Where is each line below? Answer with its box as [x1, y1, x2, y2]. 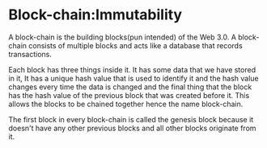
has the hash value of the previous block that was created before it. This [8, 90, 250, 100]
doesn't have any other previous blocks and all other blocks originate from [8, 123, 256, 133]
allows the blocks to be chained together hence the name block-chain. [8, 99, 244, 109]
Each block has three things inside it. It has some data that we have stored [8, 64, 256, 74]
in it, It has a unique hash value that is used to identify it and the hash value [8, 73, 259, 83]
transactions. [8, 49, 53, 59]
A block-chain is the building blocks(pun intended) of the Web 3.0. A [8, 32, 237, 42]
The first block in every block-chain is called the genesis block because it [8, 114, 254, 124]
